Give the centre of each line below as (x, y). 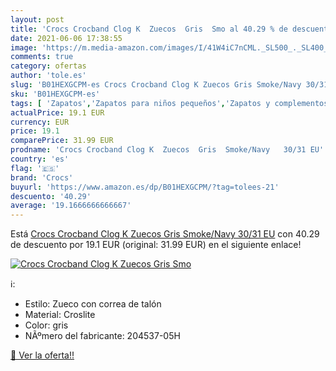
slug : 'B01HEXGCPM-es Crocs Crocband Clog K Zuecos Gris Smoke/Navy (156, 85)
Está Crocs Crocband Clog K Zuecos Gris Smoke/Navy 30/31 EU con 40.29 (165, 234)
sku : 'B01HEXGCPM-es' (55, 94)
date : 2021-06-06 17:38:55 (66, 38)
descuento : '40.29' (51, 196)
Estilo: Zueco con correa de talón (93, 304)
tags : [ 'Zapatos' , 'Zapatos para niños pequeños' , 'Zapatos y (140, 103)
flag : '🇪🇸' (35, 168)
